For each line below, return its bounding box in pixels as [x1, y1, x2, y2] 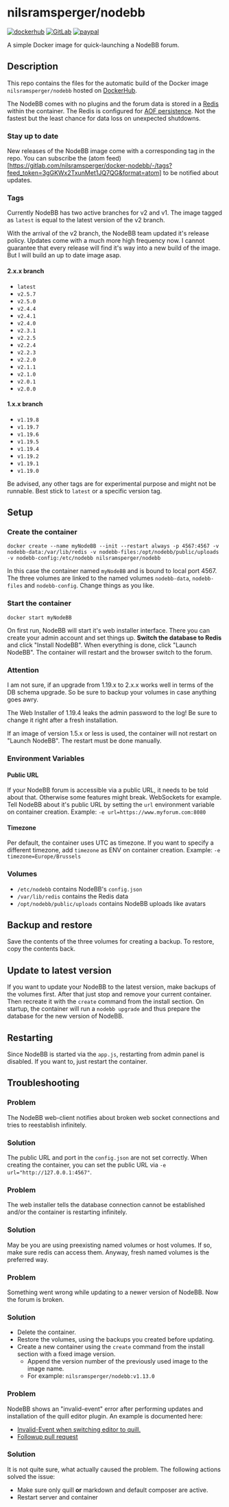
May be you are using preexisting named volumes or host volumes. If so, [7, 1241, 213, 1249]
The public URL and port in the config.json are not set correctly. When [7, 1154, 208, 1162]
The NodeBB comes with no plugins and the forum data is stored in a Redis [7, 100, 219, 108]
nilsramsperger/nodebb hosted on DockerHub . [7, 86, 137, 94]
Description [7, 60, 58, 73]
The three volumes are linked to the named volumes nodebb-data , [7, 574, 191, 583]
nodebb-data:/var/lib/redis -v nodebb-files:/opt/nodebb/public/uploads [7, 549, 219, 556]
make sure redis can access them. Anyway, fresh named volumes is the [7, 1248, 210, 1257]
